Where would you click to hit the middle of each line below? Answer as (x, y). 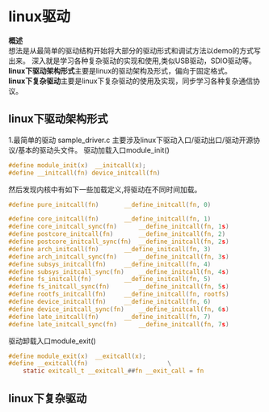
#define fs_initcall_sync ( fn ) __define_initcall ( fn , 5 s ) (119, 287)
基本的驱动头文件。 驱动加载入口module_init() (94, 149)
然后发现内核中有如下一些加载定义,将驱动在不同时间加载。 (105, 189)
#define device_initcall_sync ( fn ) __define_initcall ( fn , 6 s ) (119, 309)
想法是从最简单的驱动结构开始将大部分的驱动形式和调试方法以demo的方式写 (134, 50)
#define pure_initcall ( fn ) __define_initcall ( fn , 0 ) (110, 204)
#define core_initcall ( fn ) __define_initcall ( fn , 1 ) (110, 219)
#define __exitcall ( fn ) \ (90, 364)
